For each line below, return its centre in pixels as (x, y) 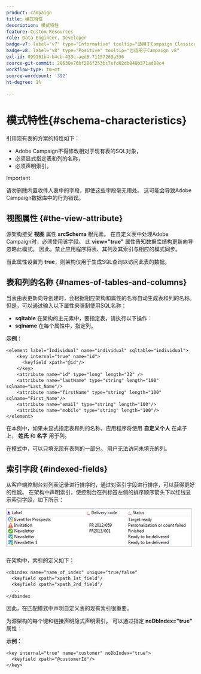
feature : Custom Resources (40, 32)
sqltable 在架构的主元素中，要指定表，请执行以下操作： (83, 318)
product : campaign (29, 13)
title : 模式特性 (25, 19)
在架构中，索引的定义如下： (40, 560)
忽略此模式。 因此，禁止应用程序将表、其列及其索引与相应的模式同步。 (93, 249)
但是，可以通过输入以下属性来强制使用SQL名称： (66, 305)
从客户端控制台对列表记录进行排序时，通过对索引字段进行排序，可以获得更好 (100, 484)
